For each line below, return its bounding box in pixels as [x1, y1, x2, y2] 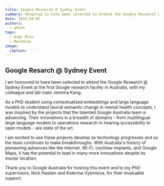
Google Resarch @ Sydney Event [5, 66, 107, 74]
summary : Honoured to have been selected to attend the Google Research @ [5, 12, 161, 17]
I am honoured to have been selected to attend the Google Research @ [5, 79, 148, 85]
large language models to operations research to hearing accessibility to [5, 120, 151, 126]
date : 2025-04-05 [5, 16, 41, 21]
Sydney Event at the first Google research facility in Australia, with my [5, 84, 145, 91]
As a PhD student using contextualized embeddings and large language [5, 99, 149, 105]
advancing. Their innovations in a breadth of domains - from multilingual [5, 115, 150, 120]
